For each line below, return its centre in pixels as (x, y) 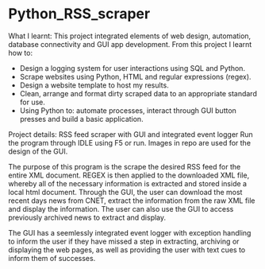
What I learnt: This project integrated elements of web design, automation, (130, 36)
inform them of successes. (52, 258)
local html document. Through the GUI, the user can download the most (125, 192)
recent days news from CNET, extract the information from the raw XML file (132, 201)
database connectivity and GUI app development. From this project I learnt (130, 44)
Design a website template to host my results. (94, 85)
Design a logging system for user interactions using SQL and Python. (132, 68)
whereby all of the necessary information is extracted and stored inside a (128, 183)
